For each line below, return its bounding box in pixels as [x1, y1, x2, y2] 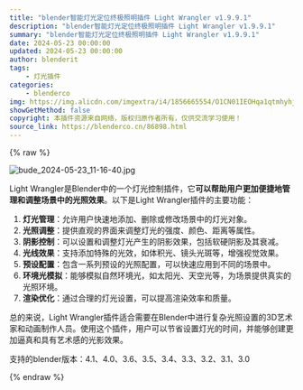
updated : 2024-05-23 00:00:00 [9, 47, 124, 56]
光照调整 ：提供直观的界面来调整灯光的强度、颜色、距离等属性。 [22, 225, 260, 236]
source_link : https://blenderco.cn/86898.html [9, 123, 188, 132]
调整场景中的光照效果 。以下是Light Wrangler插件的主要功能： [24, 195, 254, 205]
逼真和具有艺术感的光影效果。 [16, 335, 128, 345]
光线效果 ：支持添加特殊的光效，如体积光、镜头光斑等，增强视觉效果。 [22, 247, 284, 258]
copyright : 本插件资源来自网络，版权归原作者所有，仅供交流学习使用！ [9, 114, 242, 123]
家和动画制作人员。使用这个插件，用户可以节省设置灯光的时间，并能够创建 [9, 323, 286, 334]
